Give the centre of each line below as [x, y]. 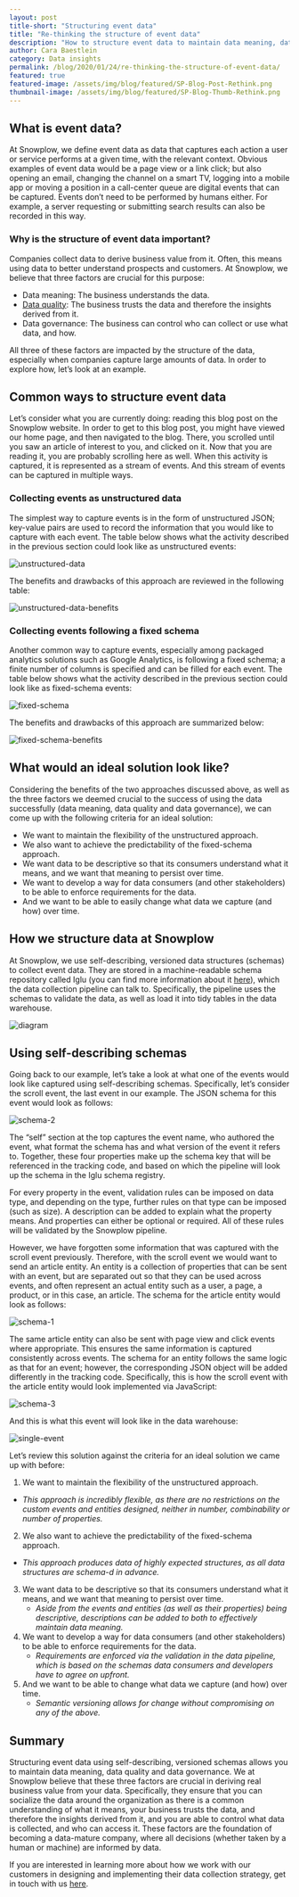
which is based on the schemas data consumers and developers [154, 1665]
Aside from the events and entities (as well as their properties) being [161, 1608]
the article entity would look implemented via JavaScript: [113, 1387]
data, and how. [49, 333]
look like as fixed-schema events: [70, 689]
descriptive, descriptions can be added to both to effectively [146, 1618]
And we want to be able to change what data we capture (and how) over [154, 1684]
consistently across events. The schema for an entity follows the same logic [148, 1358]
